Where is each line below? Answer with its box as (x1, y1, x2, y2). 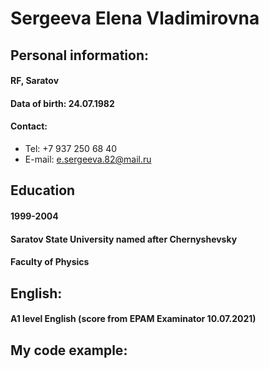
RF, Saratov (10, 75, 60, 87)
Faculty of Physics (10, 256, 90, 268)
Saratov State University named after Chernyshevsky (10, 233, 238, 245)
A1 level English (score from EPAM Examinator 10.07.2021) (10, 313, 257, 325)
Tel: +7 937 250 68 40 (24, 142, 118, 154)
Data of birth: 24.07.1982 (10, 97, 115, 109)
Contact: (10, 120, 48, 132)
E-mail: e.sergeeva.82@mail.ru (24, 153, 152, 165)
